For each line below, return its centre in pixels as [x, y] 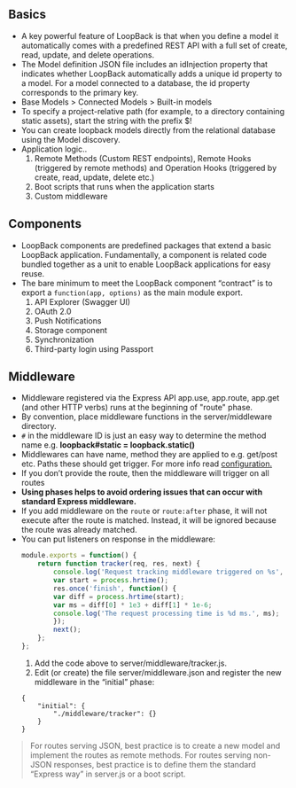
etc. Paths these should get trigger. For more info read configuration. [146, 464]
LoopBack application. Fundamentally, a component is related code [144, 254]
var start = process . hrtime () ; [111, 581]
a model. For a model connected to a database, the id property [135, 82]
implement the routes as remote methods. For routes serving [140, 755]
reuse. [33, 273]
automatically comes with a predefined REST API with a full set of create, [154, 45]
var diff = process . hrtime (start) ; [119, 597]
